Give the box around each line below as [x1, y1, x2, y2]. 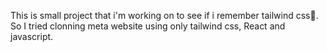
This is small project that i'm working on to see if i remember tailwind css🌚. [10, 10, 319, 21]
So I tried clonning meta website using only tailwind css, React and [10, 20, 286, 32]
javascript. [10, 31, 54, 42]
